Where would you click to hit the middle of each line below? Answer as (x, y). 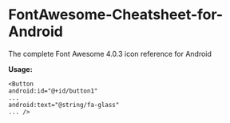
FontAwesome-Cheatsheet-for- (116, 15)
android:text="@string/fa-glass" (64, 105)
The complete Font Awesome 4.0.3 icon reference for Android (110, 54)
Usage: (21, 69)
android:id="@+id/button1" (53, 91)
